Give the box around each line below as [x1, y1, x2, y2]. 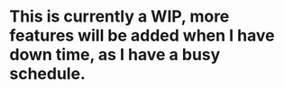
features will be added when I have [9, 25, 275, 46]
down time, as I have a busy [9, 45, 221, 65]
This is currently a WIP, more [9, 6, 230, 27]
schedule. [9, 64, 86, 85]
